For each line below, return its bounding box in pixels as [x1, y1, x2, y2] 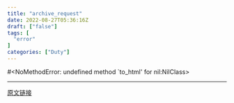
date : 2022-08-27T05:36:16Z [7, 17, 89, 24]
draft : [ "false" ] [7, 23, 58, 30]
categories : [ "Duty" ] [7, 49, 70, 56]
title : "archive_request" [7, 10, 82, 17]
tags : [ [7, 29, 30, 37]
